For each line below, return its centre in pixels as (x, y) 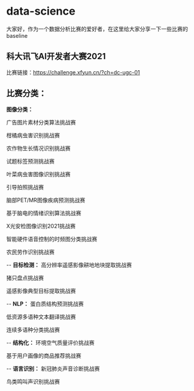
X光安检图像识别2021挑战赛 (41, 226)
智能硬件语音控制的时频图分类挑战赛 (52, 239)
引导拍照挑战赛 (25, 187)
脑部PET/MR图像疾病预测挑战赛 (46, 200)
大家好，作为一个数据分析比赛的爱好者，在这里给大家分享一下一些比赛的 (97, 29)
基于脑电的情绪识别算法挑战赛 (44, 213)
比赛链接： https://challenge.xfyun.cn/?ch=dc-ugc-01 (73, 72)
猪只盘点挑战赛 (25, 278)
